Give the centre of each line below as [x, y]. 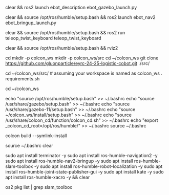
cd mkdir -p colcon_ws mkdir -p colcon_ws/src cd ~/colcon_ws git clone [82, 58]
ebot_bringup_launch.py [31, 23]
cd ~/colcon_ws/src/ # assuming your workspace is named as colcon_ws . [84, 73]
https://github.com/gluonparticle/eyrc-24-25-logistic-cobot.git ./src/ [78, 63]
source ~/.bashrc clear [29, 146]
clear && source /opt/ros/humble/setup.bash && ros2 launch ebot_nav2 [80, 17]
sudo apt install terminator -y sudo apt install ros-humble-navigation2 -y [81, 155]
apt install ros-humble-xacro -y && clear [48, 177]
